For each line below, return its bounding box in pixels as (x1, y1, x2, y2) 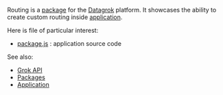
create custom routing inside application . (7, 13, 123, 21)
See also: (7, 53, 34, 61)
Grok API (16, 66, 43, 74)
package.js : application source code (16, 40, 122, 47)
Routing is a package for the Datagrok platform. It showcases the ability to (7, 6, 217, 14)
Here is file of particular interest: (7, 27, 99, 34)
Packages (16, 73, 46, 81)
